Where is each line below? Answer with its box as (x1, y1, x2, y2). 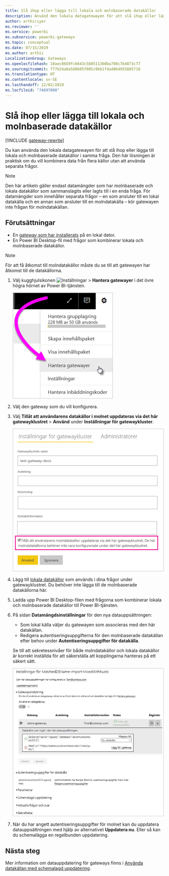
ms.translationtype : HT (5, 72, 55, 77)
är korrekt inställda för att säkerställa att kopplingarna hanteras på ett (12, 653, 156, 659)
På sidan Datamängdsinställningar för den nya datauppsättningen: (12, 612, 152, 618)
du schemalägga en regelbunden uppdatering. (12, 832, 109, 838)
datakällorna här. (12, 587, 48, 593)
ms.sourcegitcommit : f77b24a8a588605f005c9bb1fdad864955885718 (5, 66, 141, 71)
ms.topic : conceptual (5, 40, 51, 45)
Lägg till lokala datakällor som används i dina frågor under (12, 576, 133, 583)
